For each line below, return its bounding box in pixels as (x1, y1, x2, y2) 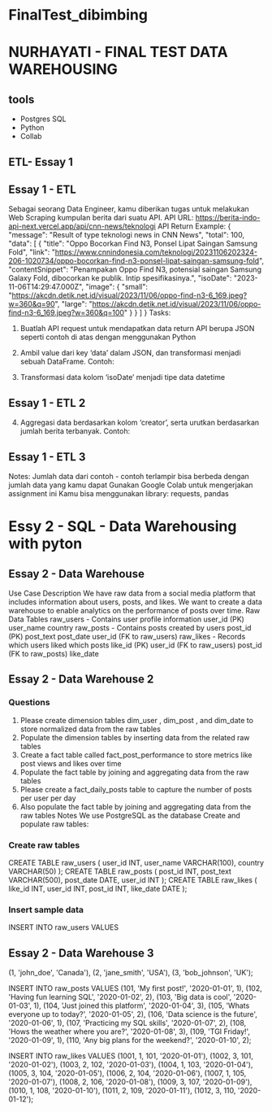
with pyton (8, 534, 83, 553)
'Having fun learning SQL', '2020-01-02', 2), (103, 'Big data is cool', (8, 992, 232, 1002)
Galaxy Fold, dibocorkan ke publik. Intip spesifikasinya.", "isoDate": (8, 273, 232, 283)
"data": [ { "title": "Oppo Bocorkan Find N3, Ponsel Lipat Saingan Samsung (8, 238, 258, 249)
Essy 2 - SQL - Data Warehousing (8, 517, 237, 536)
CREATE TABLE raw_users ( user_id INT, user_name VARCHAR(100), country (8, 858, 265, 867)
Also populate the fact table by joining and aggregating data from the (19, 801, 252, 811)
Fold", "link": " (8, 247, 55, 257)
